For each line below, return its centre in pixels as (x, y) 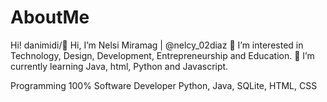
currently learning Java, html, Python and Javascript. (119, 66)
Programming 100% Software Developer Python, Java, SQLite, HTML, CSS (164, 85)
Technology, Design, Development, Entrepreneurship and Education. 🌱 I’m (162, 55)
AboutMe (50, 17)
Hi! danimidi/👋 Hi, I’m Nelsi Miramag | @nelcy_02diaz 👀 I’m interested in (157, 45)
